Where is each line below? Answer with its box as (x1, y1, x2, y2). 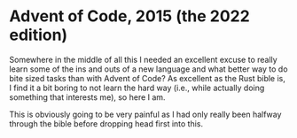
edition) (9, 25, 68, 45)
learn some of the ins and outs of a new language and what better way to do (9, 64, 288, 74)
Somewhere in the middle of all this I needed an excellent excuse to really (9, 54, 277, 65)
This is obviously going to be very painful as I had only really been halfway (9, 109, 282, 119)
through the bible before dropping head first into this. (9, 118, 204, 129)
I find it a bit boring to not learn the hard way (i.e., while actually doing (9, 82, 265, 93)
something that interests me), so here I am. (9, 91, 166, 103)
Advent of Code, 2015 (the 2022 (9, 6, 250, 27)
